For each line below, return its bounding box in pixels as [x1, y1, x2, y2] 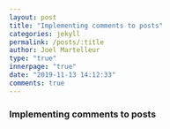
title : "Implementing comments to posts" [9, 21, 164, 30]
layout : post [9, 12, 57, 22]
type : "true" [9, 54, 57, 63]
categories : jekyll [9, 29, 81, 38]
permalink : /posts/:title [9, 37, 104, 47]
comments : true [9, 79, 65, 87]
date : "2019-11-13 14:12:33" [9, 71, 116, 80]
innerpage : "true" [9, 63, 77, 72]
